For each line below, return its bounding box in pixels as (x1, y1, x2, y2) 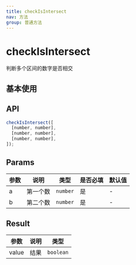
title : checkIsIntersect (6, 8, 67, 15)
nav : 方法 (6, 14, 28, 20)
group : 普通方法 (6, 19, 42, 25)
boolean (47, 249, 69, 256)
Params (6, 158, 35, 168)
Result (6, 219, 30, 229)
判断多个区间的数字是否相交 (6, 65, 73, 72)
